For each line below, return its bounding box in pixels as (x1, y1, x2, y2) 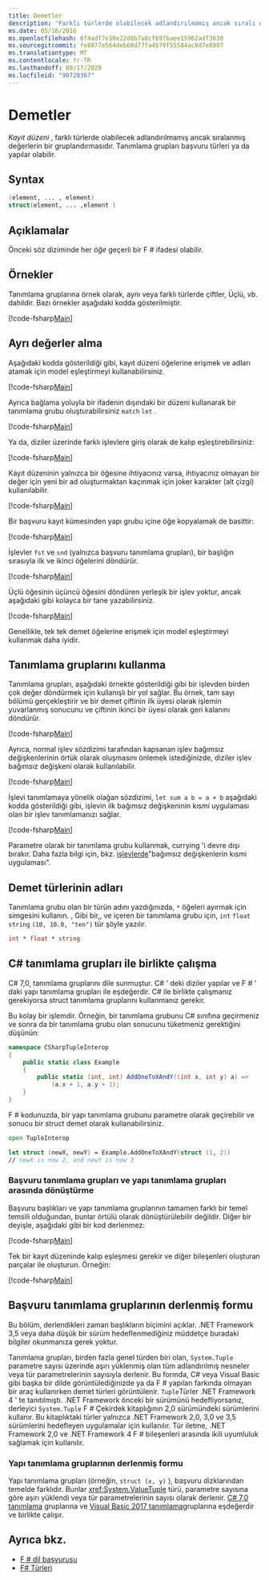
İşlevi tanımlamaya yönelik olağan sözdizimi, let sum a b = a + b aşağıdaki (8, 793, 258, 802)
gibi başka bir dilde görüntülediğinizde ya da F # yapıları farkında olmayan (8, 1378, 252, 1388)
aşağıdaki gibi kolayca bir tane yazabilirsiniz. (8, 595, 155, 605)
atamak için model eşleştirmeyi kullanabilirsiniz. (8, 366, 166, 376)
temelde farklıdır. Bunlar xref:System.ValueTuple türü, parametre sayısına (8, 1484, 248, 1493)
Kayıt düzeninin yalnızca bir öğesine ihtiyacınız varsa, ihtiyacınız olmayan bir (8, 468, 260, 478)
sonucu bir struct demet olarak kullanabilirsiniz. (8, 1118, 164, 1128)
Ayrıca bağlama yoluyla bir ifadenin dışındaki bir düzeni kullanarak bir (8, 398, 237, 407)
